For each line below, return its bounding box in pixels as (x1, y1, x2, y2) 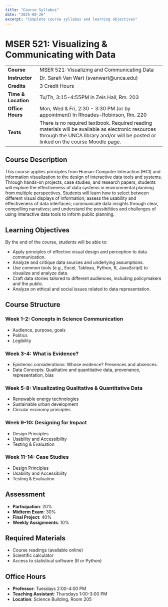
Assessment (5, 490, 45, 499)
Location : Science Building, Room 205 (12, 596, 92, 602)
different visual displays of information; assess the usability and (5, 195, 136, 201)
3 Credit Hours (39, 83, 74, 90)
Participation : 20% (12, 503, 52, 509)
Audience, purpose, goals (12, 327, 66, 333)
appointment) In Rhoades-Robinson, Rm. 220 (39, 111, 147, 118)
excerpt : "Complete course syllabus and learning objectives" (5, 17, 137, 22)
